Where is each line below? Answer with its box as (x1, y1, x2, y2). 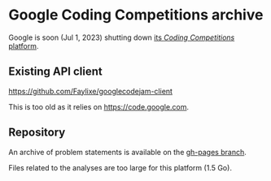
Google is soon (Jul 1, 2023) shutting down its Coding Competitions (8, 32, 235, 42)
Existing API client (8, 65, 103, 79)
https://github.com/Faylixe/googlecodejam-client (8, 86, 173, 96)
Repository (8, 126, 66, 140)
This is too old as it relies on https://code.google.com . (8, 101, 190, 111)
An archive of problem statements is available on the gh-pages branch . (8, 147, 247, 157)
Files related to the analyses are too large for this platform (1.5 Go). (8, 162, 232, 172)
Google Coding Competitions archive (8, 6, 264, 24)
